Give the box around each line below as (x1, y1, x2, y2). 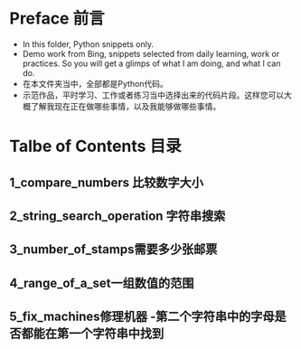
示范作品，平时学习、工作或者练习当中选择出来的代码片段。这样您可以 (22, 90, 285, 100)
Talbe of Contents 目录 (9, 137, 183, 156)
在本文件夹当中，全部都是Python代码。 (22, 78, 169, 89)
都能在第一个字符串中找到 (21, 326, 165, 342)
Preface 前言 (9, 8, 106, 29)
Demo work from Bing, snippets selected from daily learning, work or (22, 48, 280, 59)
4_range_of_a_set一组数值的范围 (9, 275, 194, 290)
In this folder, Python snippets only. (22, 38, 155, 50)
